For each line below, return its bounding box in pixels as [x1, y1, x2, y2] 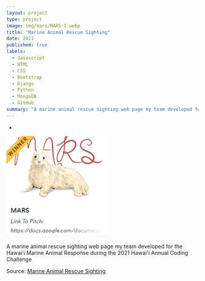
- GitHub [12, 100, 34, 106]
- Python [12, 87, 34, 93]
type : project [6, 16, 43, 23]
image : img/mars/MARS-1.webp [6, 23, 81, 29]
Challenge [6, 255, 32, 263]
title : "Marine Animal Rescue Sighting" [6, 29, 111, 35]
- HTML [12, 61, 29, 67]
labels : [6, 49, 26, 55]
